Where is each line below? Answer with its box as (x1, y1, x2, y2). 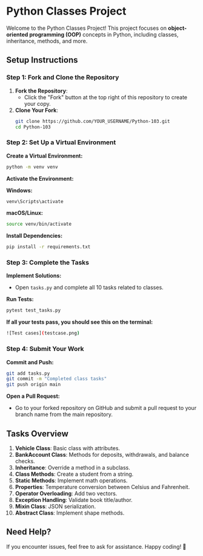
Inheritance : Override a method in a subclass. (15, 464, 130, 471)
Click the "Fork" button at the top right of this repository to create (24, 93, 188, 101)
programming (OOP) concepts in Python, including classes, (29, 30, 179, 38)
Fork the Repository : (15, 87, 68, 94)
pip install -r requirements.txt (6, 244, 91, 250)
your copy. (24, 100, 52, 107)
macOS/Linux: (6, 209, 44, 217)
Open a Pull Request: (6, 392, 61, 400)
